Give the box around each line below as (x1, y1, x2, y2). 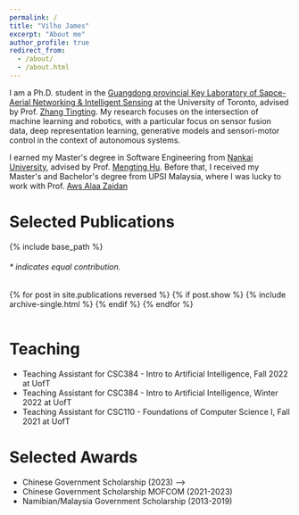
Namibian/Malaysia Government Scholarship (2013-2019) (21, 495, 233, 506)
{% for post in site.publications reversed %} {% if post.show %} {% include (9, 289, 287, 300)
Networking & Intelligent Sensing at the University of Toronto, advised (32, 96, 289, 107)
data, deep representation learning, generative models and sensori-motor (9, 125, 280, 136)
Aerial (9, 96, 31, 107)
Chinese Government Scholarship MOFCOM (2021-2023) (21, 486, 234, 496)
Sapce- (258, 87, 287, 98)
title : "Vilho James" (9, 21, 90, 30)
